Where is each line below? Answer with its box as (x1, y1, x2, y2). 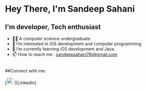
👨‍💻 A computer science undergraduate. (12, 36, 92, 41)
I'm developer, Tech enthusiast (5, 23, 101, 31)
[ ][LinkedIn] (5, 80, 37, 86)
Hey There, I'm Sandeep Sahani (5, 3, 135, 15)
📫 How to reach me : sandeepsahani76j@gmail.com (12, 52, 118, 57)
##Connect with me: (5, 68, 46, 73)
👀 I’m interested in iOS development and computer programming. (12, 41, 143, 47)
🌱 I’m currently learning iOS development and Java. (12, 46, 115, 52)
